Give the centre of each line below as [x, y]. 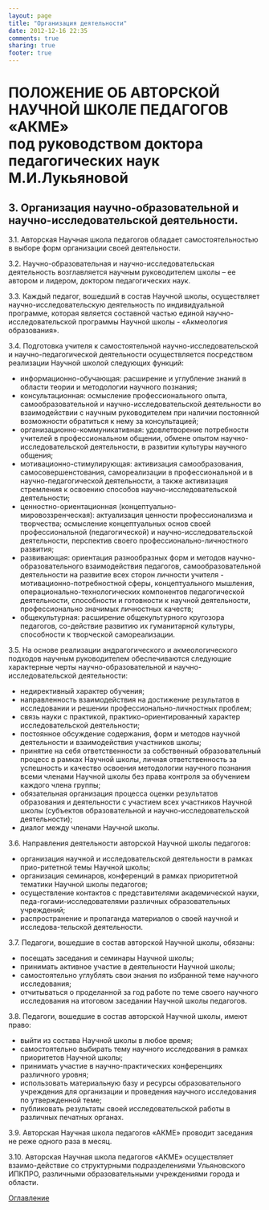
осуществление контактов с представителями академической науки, [139, 893]
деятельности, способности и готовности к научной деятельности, [135, 600]
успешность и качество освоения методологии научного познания [135, 768]
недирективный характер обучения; [82, 691]
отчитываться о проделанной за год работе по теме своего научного [139, 992]
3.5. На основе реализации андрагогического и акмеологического [123, 650]
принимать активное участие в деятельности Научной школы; [127, 967]
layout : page [30, 16]
